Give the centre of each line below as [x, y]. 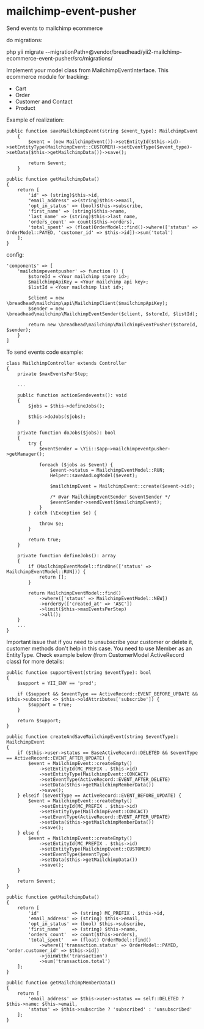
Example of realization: [35, 120]
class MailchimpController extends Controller [67, 363]
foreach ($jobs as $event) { [76, 465]
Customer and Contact [44, 101]
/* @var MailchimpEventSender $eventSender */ [110, 497]
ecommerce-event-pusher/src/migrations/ [60, 58]
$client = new [46, 298]
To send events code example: [45, 352]
